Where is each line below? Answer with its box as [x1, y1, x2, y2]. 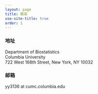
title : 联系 [5, 12, 28, 16]
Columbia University [5, 54, 46, 60]
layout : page [5, 7, 32, 12]
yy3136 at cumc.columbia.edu [5, 83, 65, 89]
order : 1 [5, 20, 23, 26]
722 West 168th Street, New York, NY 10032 [5, 59, 93, 65]
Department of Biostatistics [5, 49, 60, 55]
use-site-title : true [5, 16, 49, 21]
